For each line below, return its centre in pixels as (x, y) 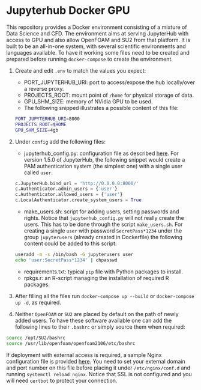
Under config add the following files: (60, 141)
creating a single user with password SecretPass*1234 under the (103, 231)
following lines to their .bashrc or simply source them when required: (100, 327)
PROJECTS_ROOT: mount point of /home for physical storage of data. (109, 95)
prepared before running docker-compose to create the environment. (89, 59)
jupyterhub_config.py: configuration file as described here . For (101, 153)
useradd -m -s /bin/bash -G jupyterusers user (74, 255)
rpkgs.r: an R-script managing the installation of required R (96, 278)
